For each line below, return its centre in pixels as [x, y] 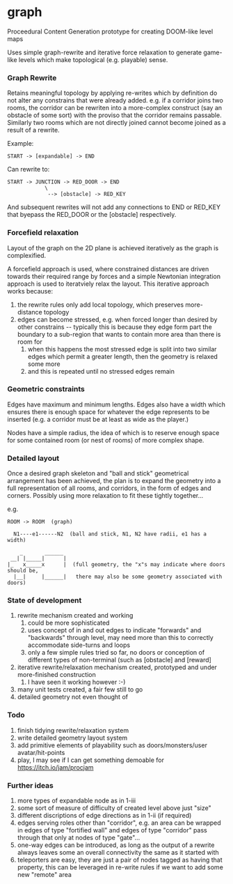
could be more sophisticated [69, 623]
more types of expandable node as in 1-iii [77, 801]
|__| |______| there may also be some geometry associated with [118, 577]
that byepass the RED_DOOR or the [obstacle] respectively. [92, 215]
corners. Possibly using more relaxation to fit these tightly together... [105, 496]
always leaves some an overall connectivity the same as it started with [118, 853]
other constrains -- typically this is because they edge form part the [114, 327]
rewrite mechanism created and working [75, 616]
